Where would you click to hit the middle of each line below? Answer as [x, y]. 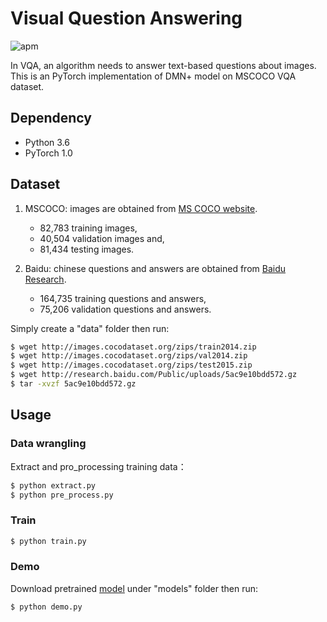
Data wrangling [48, 444]
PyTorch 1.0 [48, 153]
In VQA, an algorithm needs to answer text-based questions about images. [163, 65]
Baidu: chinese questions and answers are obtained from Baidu [155, 268]
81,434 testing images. [87, 249]
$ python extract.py [53, 485]
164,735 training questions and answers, [123, 298]
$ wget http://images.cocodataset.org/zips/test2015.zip [131, 365]
